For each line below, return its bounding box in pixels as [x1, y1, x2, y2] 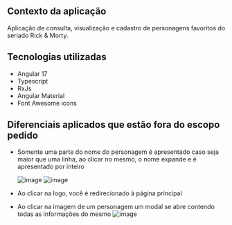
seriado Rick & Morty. [7, 31, 69, 39]
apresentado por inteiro [17, 162, 84, 171]
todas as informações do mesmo [17, 210, 111, 218]
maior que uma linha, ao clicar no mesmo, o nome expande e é [17, 155, 197, 164]
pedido [7, 130, 38, 141]
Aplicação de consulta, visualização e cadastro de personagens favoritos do [7, 23, 226, 32]
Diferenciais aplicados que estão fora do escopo [7, 119, 220, 130]
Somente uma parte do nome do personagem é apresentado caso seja [17, 148, 220, 156]
